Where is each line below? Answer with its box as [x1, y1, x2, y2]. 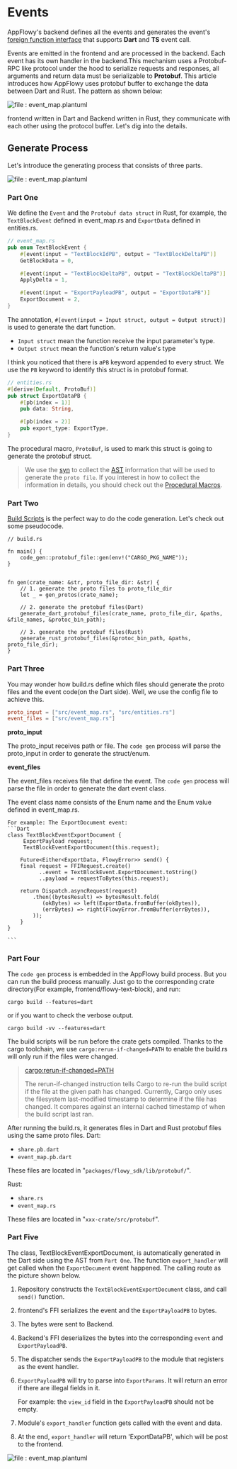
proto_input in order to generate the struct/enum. [7, 749, 151, 758]
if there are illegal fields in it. [17, 1383, 100, 1392]
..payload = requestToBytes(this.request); [38, 875, 170, 883]
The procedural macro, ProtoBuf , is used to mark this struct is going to [7, 444, 213, 452]
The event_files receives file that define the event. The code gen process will [7, 777, 230, 786]
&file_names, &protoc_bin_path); [7, 616, 106, 624]
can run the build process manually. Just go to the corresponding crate [7, 977, 214, 985]
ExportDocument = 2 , [20, 296, 81, 303]
